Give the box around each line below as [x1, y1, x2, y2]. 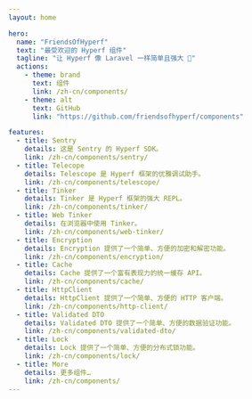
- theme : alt [24, 95, 73, 104]
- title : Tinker [16, 186, 77, 195]
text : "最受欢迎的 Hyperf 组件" [16, 45, 127, 54]
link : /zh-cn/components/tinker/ [24, 202, 149, 212]
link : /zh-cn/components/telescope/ [24, 177, 161, 187]
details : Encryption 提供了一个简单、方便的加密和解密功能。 [24, 244, 231, 253]
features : [8, 128, 45, 137]
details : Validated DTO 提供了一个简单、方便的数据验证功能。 [24, 318, 236, 328]
